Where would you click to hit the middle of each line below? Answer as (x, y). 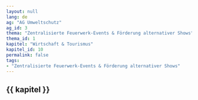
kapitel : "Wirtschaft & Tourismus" (50, 44)
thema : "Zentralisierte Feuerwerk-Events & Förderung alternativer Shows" (100, 33)
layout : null (22, 11)
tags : (13, 60)
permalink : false (27, 55)
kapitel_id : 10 (25, 50)
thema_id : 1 (21, 39)
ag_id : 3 (17, 28)
